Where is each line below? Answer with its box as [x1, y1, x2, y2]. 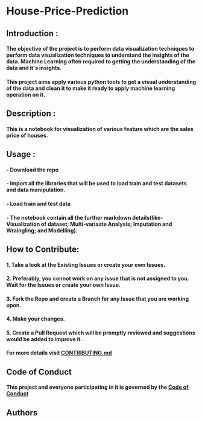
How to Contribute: [6, 244, 80, 254]
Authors [6, 408, 38, 418]
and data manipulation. [6, 186, 66, 194]
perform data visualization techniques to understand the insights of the [6, 51, 189, 59]
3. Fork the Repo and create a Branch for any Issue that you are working [6, 295, 189, 302]
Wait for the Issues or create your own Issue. [6, 281, 121, 289]
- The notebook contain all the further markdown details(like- [6, 214, 163, 221]
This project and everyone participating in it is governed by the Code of [6, 383, 189, 391]
